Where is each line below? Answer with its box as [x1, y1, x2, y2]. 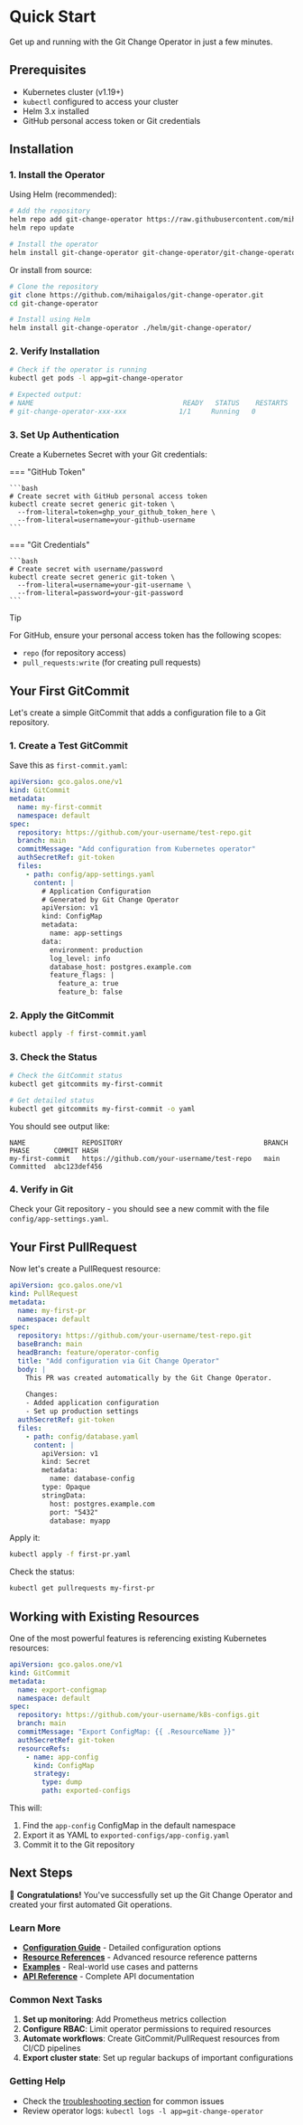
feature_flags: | [49, 970, 115, 980]
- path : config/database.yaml [25, 1431, 140, 1441]
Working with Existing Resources [9, 1609, 200, 1624]
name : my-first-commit [17, 802, 103, 811]
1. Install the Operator [9, 169, 106, 182]
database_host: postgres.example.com [49, 962, 192, 971]
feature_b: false [57, 987, 124, 996]
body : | [17, 1365, 47, 1374]
